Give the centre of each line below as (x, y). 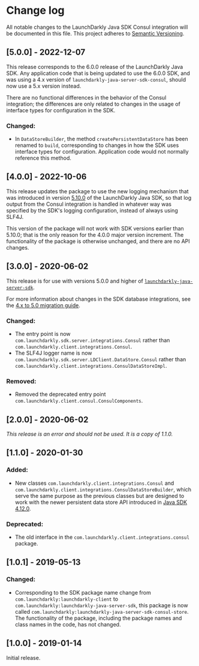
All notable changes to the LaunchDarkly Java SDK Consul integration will (97, 27)
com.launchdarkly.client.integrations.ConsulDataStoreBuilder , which (103, 489)
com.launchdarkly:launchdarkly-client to (67, 599)
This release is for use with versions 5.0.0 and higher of (75, 281)
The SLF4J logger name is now (53, 353)
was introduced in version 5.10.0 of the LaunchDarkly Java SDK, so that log (99, 197)
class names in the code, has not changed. (68, 624)
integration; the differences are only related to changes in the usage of (94, 104)
